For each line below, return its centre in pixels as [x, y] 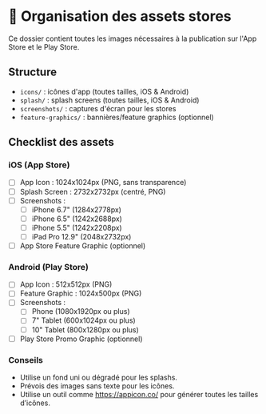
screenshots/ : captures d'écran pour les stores [98, 108]
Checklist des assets [61, 142]
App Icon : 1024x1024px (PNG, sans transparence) [103, 183]
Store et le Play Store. [44, 46]
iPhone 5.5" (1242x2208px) [77, 227]
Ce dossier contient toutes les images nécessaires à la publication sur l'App [133, 38]
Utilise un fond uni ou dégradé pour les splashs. [99, 377]
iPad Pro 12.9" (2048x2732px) [81, 236]
